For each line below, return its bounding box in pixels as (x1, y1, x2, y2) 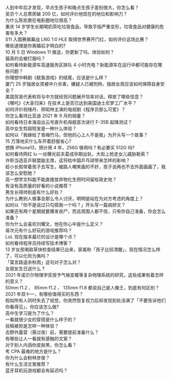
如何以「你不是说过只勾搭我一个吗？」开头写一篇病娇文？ (5, 202, 126, 208)
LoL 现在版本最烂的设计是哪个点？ (5, 234, 77, 239)
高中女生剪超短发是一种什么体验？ (5, 125, 77, 131)
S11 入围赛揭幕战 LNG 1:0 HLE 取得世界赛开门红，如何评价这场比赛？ (5, 36, 149, 42)
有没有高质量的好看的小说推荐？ (5, 183, 72, 188)
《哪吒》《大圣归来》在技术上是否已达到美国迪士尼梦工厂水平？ (5, 100, 137, 106)
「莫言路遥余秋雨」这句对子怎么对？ (5, 259, 81, 265)
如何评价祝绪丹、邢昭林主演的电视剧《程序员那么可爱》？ (5, 106, 126, 112)
